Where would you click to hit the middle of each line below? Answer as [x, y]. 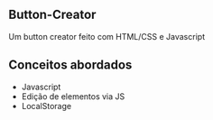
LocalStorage [46, 106]
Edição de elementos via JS [73, 96]
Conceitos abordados [70, 65]
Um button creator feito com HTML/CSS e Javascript [106, 36]
